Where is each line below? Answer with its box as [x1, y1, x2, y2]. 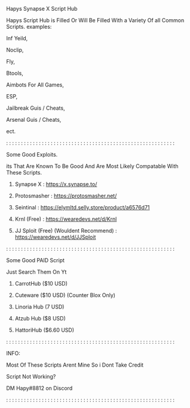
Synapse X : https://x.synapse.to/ [14, 181, 97, 188]
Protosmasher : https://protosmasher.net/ [14, 192, 117, 199]
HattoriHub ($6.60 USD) [14, 326, 75, 334]
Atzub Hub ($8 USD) [14, 315, 66, 322]
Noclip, [6, 46, 24, 53]
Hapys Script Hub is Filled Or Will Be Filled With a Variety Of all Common [6, 17, 185, 23]
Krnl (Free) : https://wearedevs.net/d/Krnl [14, 215, 117, 223]
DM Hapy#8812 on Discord [6, 385, 73, 392]
